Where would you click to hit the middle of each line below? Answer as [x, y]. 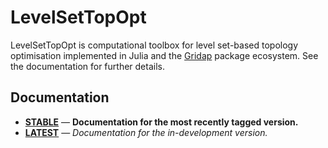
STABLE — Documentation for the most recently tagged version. [161, 122]
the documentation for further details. [87, 66]
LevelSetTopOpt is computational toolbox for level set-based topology [154, 45]
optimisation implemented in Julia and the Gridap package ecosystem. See [164, 55]
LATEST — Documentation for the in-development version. [146, 132]
